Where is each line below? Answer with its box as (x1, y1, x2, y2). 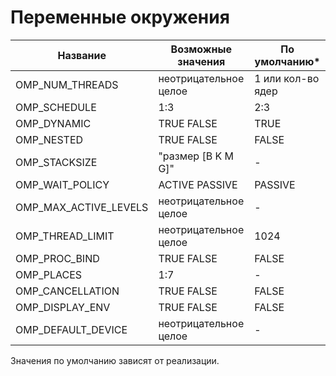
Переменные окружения (10, 6, 230, 29)
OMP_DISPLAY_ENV (15, 300, 111, 314)
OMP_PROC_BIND (15, 251, 100, 265)
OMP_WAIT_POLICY (15, 177, 110, 191)
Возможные (170, 42, 232, 56)
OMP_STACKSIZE (15, 155, 98, 169)
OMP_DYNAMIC (15, 116, 92, 130)
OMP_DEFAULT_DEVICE (15, 322, 128, 336)
